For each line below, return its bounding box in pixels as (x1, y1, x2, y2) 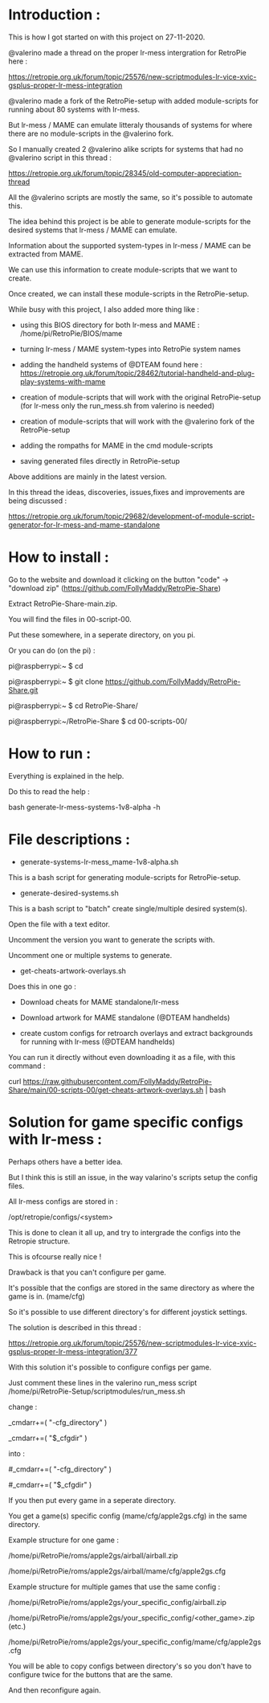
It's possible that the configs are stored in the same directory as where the (8, 1283, 255, 1292)
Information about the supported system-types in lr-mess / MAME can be (8, 240, 251, 250)
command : (8, 1061, 46, 1071)
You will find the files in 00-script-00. (8, 614, 132, 624)
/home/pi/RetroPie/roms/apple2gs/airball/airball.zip (8, 1550, 178, 1560)
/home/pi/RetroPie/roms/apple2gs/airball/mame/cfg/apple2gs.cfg (8, 1566, 226, 1576)
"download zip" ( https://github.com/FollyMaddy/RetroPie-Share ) (8, 583, 221, 592)
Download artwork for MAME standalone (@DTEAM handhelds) (19, 1013, 230, 1022)
